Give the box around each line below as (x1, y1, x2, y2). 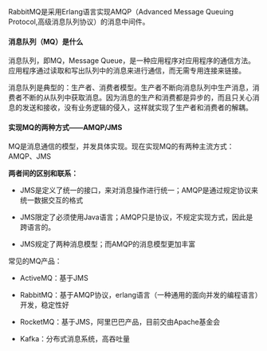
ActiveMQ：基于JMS (19, 274, 89, 283)
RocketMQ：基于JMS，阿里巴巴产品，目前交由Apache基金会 (19, 317, 221, 327)
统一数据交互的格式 (19, 195, 84, 205)
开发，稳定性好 (19, 300, 69, 310)
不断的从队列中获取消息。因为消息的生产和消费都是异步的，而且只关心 (22, 93, 253, 102)
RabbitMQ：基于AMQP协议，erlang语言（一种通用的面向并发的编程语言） (19, 290, 259, 300)
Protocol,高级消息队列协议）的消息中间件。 (8, 17, 150, 26)
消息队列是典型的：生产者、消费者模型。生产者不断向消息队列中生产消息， (8, 83, 253, 93)
